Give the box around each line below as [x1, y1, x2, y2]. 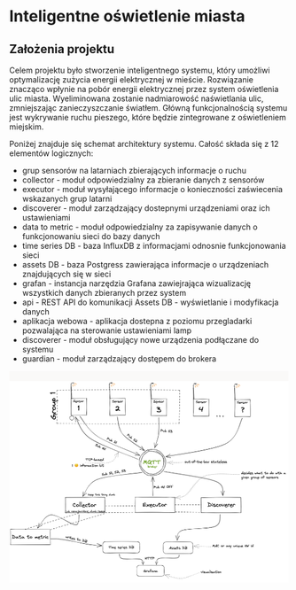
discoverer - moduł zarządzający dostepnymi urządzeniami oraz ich [21, 203, 270, 213]
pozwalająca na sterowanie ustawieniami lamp [21, 325, 192, 336]
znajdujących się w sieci [21, 268, 112, 279]
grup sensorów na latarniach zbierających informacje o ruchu [21, 166, 246, 175]
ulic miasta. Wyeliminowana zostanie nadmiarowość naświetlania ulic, [9, 93, 264, 104]
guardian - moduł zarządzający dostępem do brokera [21, 353, 217, 364]
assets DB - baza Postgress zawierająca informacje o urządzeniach [21, 260, 269, 269]
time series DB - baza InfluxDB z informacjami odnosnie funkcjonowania [21, 241, 286, 251]
